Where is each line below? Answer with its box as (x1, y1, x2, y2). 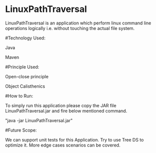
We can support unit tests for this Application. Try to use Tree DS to (5, 137, 144, 143)
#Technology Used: (5, 35, 46, 41)
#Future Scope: (5, 127, 37, 133)
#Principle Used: (5, 64, 39, 70)
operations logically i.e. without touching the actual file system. (5, 25, 135, 31)
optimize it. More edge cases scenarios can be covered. (5, 142, 121, 148)
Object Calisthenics (5, 83, 45, 89)
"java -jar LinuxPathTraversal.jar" (5, 117, 73, 123)
